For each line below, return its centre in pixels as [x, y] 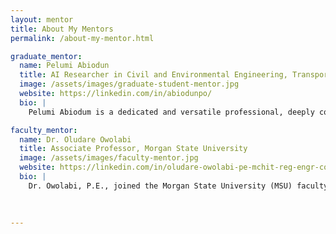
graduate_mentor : [46, 56]
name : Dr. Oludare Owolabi [75, 139]
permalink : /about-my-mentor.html [82, 38]
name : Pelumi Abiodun [64, 66]
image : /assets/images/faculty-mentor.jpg [109, 158]
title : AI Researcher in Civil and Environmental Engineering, [153, 75]
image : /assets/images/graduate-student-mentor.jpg [129, 84]
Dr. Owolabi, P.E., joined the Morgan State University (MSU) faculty [178, 186]
